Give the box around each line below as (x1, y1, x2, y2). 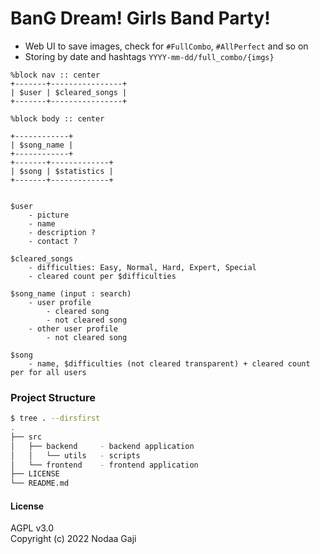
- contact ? (28, 236, 78, 246)
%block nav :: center (10, 70, 101, 80)
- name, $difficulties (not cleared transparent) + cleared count (28, 358, 311, 369)
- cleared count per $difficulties (28, 271, 177, 281)
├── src (10, 432, 43, 442)
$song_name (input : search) (10, 288, 132, 299)
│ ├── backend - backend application (10, 441, 195, 451)
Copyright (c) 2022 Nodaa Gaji (10, 533, 137, 545)
